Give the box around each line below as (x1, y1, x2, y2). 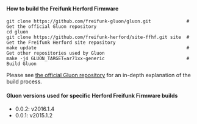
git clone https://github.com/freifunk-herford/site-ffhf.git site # (6, 34, 190, 41)
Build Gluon (6, 61, 37, 67)
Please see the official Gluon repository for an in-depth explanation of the (6, 72, 191, 79)
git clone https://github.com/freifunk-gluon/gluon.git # (6, 18, 190, 24)
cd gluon (6, 29, 29, 35)
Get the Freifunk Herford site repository (6, 40, 116, 46)
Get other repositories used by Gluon (6, 50, 105, 57)
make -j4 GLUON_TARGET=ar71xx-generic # (6, 55, 190, 62)
